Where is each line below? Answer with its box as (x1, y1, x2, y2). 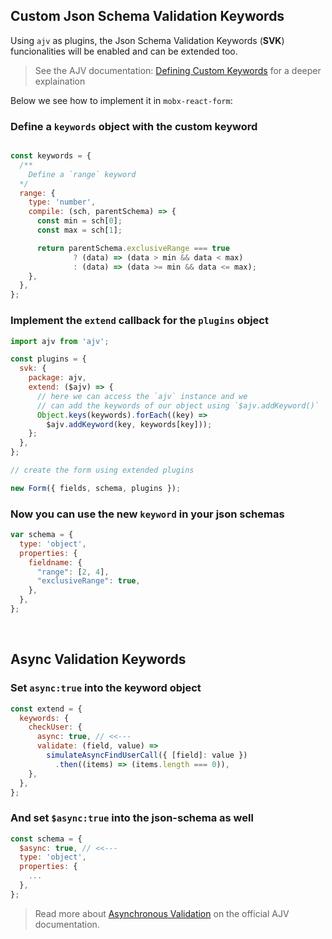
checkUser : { (28, 722, 83, 733)
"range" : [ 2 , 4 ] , (36, 567, 110, 577)
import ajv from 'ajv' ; (10, 336, 110, 346)
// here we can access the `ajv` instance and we (36, 391, 248, 401)
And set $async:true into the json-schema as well (10, 811, 254, 825)
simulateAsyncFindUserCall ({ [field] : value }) (46, 750, 248, 761)
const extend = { (10, 704, 83, 714)
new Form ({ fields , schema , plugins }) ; (10, 483, 182, 493)
